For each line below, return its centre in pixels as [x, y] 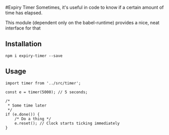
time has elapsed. [24, 13]
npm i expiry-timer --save [34, 56]
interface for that [23, 28]
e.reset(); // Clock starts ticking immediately [67, 123]
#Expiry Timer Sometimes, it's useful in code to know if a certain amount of [85, 7]
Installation [23, 44]
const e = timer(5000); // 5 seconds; [46, 92]
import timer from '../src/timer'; [43, 83]
